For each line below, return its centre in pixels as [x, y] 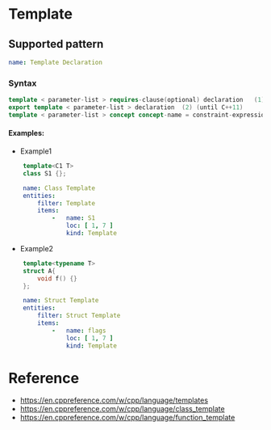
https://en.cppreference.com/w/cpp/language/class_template [122, 409]
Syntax [23, 83]
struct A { [40, 271]
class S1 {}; [45, 173]
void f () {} [58, 278]
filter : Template [66, 203]
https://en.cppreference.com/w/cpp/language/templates [114, 400]
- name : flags [79, 331]
